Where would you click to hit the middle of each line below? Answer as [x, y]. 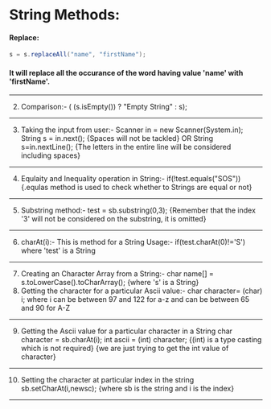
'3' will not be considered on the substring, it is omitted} [113, 219]
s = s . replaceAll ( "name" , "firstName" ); [78, 55]
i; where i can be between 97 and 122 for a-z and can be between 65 [135, 300]
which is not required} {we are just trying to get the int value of [125, 349]
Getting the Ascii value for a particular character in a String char [126, 331]
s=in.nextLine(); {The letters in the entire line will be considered [126, 147]
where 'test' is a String [58, 250]
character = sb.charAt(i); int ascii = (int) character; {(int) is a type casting [141, 340]
